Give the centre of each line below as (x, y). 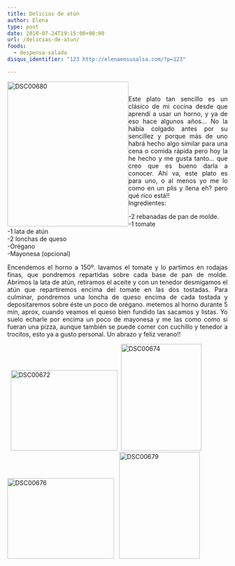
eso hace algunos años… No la (178, 121)
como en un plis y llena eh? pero (178, 188)
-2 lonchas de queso (37, 239)
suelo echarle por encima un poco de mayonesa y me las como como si (117, 319)
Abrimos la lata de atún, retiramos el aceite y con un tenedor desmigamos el (117, 282)
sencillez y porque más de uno (178, 136)
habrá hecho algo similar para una (178, 143)
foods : (17, 46)
